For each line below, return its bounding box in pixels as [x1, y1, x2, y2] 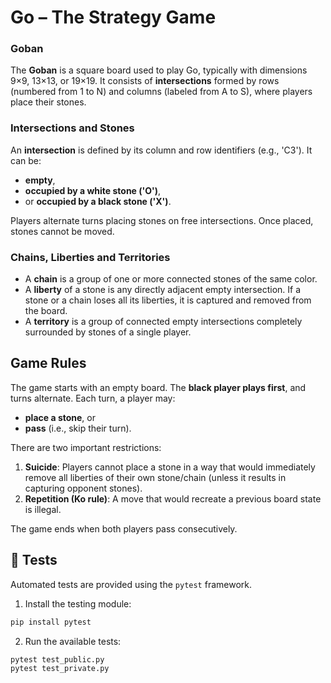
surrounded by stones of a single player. [24, 326, 192, 338]
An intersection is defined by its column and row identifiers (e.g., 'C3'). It [10, 144, 313, 156]
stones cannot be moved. [10, 225, 115, 237]
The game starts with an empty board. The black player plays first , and [10, 381, 307, 393]
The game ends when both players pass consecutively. [10, 522, 238, 535]
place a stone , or [24, 411, 96, 423]
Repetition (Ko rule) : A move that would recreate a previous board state [24, 492, 322, 505]
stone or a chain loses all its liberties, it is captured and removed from [24, 294, 312, 306]
